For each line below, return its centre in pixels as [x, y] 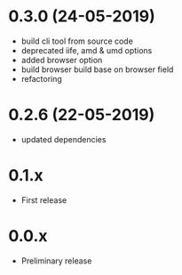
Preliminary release [56, 261]
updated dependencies [63, 139]
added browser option [62, 60]
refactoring [42, 78]
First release [44, 200]
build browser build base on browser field [97, 69]
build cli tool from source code [77, 41]
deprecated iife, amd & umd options [87, 50]
